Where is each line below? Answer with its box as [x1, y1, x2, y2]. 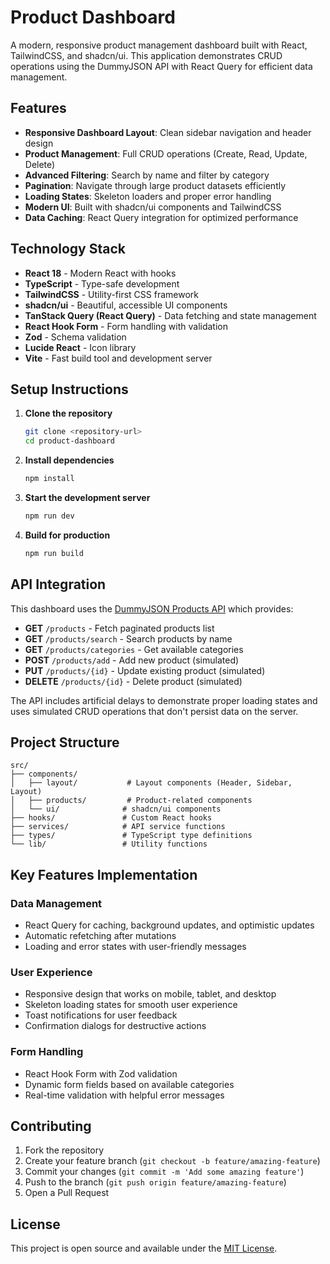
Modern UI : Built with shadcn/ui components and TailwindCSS [24, 201, 282, 213]
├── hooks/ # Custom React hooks [10, 813, 213, 823]
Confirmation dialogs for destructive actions [24, 1020, 207, 1032]
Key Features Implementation [10, 866, 198, 883]
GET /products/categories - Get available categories [24, 643, 244, 655]
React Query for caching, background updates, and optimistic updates [24, 919, 315, 931]
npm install [24, 474, 75, 484]
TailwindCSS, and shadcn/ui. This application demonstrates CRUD [10, 49, 283, 61]
